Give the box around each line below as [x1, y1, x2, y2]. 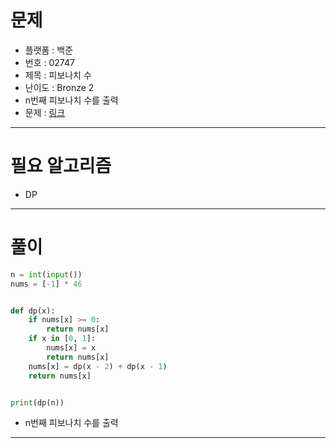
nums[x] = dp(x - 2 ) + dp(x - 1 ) [28, 361, 168, 371]
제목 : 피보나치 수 [24, 69, 92, 81]
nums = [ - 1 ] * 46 [10, 279, 83, 289]
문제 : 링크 [24, 106, 66, 118]
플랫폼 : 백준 [24, 44, 74, 56]
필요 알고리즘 [10, 155, 112, 178]
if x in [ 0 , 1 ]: [28, 334, 97, 344]
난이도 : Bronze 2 [24, 81, 95, 93]
